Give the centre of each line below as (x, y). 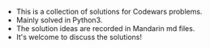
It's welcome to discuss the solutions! (79, 37)
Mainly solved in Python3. (59, 20)
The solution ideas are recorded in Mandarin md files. (105, 28)
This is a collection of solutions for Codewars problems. (109, 12)
